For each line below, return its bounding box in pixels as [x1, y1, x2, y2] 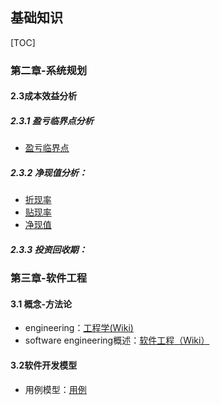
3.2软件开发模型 [10, 359, 78, 372]
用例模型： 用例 [24, 383, 87, 395]
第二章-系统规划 [10, 63, 88, 77]
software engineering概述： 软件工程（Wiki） [24, 334, 210, 347]
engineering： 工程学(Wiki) [24, 322, 134, 334]
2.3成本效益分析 [10, 90, 78, 102]
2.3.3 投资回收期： [10, 243, 88, 255]
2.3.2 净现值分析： [10, 166, 88, 178]
